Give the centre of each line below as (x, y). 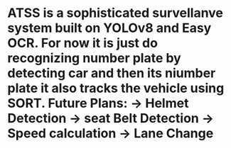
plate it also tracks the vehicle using (116, 88)
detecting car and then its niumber (112, 73)
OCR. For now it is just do (83, 43)
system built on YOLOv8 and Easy (109, 28)
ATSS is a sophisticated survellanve (116, 13)
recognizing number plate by (94, 58)
